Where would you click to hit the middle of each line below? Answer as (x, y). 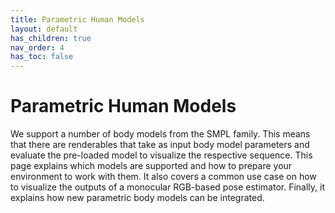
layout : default (44, 29)
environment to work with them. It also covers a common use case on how (163, 177)
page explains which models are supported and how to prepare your (151, 166)
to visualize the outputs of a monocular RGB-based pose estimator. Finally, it (168, 187)
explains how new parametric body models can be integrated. (137, 198)
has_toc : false (42, 57)
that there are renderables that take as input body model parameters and (160, 145)
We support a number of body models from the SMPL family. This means (160, 134)
